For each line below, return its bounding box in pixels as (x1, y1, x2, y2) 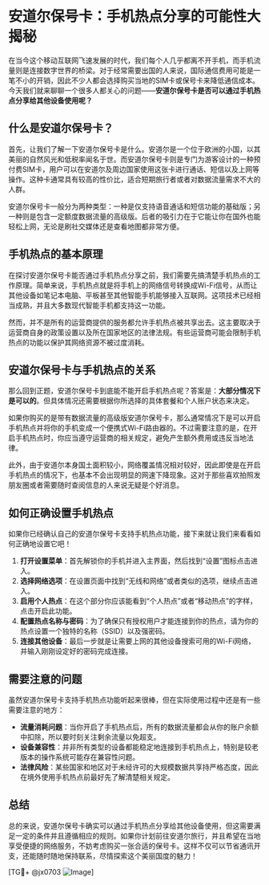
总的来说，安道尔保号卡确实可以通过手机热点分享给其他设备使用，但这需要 (8, 821, 254, 830)
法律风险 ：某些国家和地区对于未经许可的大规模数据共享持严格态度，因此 (19, 762, 259, 772)
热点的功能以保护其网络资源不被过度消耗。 (8, 337, 149, 347)
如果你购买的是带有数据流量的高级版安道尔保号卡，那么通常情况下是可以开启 (8, 413, 261, 422)
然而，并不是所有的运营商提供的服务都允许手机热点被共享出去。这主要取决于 (8, 317, 261, 327)
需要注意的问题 (8, 672, 82, 686)
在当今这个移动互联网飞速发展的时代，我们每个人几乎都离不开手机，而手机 (8, 55, 254, 65)
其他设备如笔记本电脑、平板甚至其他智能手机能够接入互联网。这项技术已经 (8, 290, 254, 300)
